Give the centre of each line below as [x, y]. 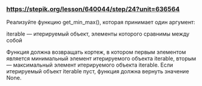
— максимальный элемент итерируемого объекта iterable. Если [90, 65]
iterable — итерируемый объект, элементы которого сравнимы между [98, 34]
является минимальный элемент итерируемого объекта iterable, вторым [101, 59]
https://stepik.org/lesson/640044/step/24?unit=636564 [93, 9]
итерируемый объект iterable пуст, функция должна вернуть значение [98, 71]
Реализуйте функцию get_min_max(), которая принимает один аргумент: [101, 22]
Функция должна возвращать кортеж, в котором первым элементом [96, 52]
